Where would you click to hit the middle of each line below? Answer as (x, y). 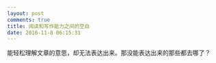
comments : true (29, 20)
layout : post (26, 13)
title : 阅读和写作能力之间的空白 (49, 26)
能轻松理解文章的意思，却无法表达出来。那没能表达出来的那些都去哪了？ (109, 53)
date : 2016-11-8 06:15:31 (44, 33)
